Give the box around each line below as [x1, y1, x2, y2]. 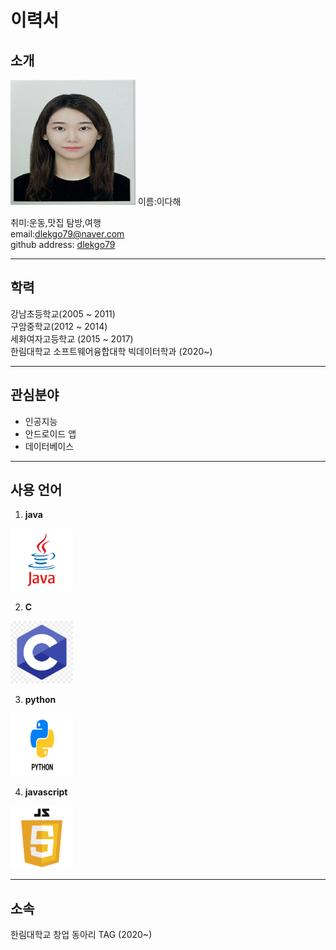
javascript [24, 786, 68, 798]
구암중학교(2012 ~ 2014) [10, 320, 108, 332]
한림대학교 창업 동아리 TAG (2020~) [10, 929, 153, 941]
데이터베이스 [24, 440, 75, 452]
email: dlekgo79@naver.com [10, 228, 125, 240]
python [24, 694, 57, 706]
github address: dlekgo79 [10, 239, 116, 250]
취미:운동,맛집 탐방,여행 [10, 217, 102, 228]
